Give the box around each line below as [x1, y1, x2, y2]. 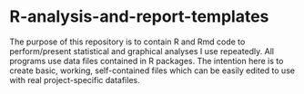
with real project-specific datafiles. [9, 74, 140, 85]
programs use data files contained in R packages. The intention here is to [9, 55, 284, 66]
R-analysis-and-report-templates [9, 6, 269, 27]
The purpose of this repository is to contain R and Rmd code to [9, 36, 246, 47]
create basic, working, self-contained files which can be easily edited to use [9, 65, 296, 76]
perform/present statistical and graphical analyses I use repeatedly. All [9, 45, 275, 56]
